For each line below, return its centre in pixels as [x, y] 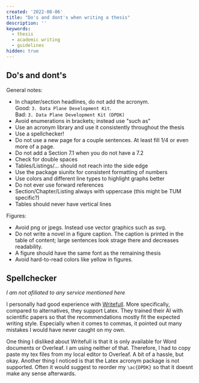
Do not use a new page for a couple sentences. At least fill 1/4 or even [102, 140]
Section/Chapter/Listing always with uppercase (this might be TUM [98, 191]
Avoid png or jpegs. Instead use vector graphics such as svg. [90, 227]
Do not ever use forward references [59, 185]
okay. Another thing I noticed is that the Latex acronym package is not [93, 361]
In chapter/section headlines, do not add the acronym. [82, 101]
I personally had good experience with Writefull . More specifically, [88, 304]
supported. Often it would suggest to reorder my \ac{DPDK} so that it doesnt [100, 367]
